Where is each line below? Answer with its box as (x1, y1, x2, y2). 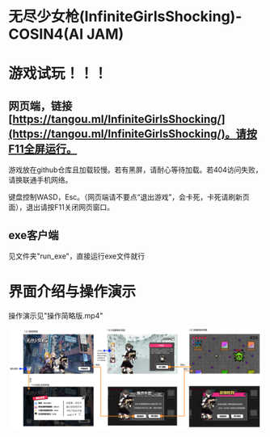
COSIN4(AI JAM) (8, 25, 124, 44)
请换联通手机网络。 (8, 175, 73, 185)
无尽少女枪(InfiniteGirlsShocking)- (8, 7, 243, 26)
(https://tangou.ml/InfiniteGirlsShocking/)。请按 (8, 127, 257, 141)
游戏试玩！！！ (8, 65, 108, 83)
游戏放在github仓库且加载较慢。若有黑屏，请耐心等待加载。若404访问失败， (8, 165, 263, 174)
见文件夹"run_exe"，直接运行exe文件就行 (8, 251, 146, 261)
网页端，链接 (8, 99, 73, 113)
